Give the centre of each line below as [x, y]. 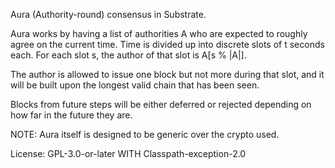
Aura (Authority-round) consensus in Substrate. [108, 14]
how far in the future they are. [71, 115]
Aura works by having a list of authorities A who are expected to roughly [159, 33]
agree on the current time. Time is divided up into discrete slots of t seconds [167, 44]
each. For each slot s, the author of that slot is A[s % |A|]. [128, 55]
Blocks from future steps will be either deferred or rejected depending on [161, 104]
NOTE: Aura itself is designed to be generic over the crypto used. [145, 134]
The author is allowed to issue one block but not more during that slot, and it [167, 74]
